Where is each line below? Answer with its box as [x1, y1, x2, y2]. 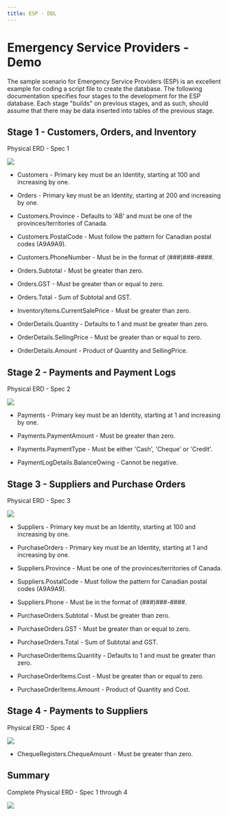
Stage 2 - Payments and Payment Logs [7, 366, 176, 378]
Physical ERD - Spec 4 [7, 723, 71, 731]
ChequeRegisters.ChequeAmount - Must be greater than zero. [16, 749, 194, 758]
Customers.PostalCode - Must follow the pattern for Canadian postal [16, 233, 212, 241]
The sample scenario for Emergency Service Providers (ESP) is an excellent [7, 77, 221, 85]
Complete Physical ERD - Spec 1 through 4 [7, 788, 128, 796]
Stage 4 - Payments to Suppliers [7, 705, 149, 717]
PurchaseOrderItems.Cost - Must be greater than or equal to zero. [16, 672, 205, 680]
